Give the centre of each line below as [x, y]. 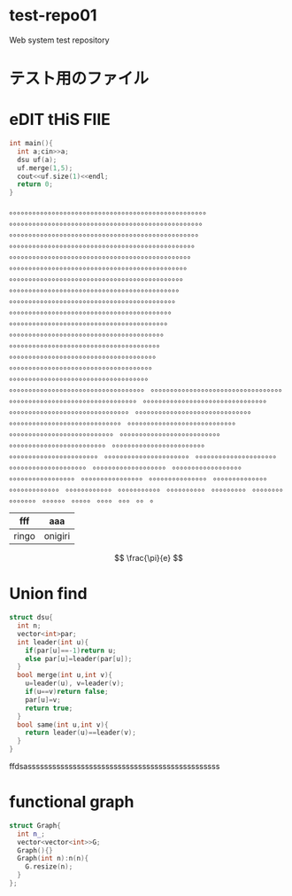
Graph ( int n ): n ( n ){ [53, 859]
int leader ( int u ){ [53, 642]
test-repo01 [53, 16]
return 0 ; [35, 184]
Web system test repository [59, 40]
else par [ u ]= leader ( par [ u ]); [79, 658]
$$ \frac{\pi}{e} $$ [149, 558]
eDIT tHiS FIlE [60, 120]
